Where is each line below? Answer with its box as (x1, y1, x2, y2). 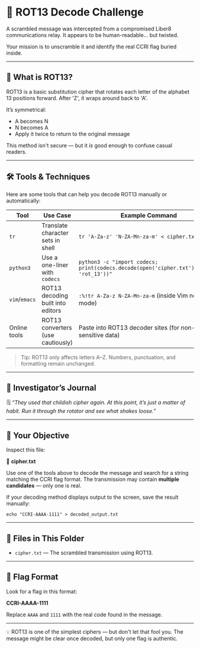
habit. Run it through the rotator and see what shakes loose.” (6, 408, 156, 415)
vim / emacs (9, 295, 36, 303)
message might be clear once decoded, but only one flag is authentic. (6, 635, 178, 642)
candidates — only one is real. (6, 482, 82, 489)
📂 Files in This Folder (6, 533, 85, 544)
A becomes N (14, 118, 49, 125)
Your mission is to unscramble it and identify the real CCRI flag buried (6, 43, 177, 50)
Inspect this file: (6, 446, 46, 453)
